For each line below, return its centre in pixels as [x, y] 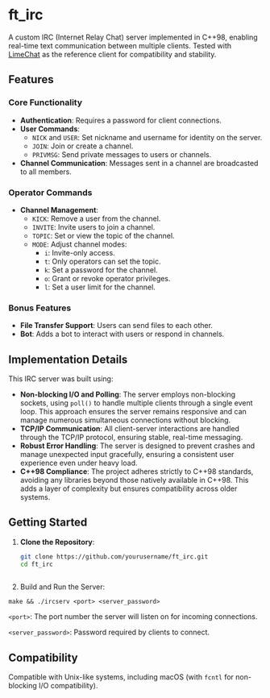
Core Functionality [46, 102]
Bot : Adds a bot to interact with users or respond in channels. [122, 334]
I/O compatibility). [69, 686]
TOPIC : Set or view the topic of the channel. [103, 235]
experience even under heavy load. [79, 463]
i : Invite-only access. [79, 252]
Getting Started [48, 523]
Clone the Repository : [57, 542]
